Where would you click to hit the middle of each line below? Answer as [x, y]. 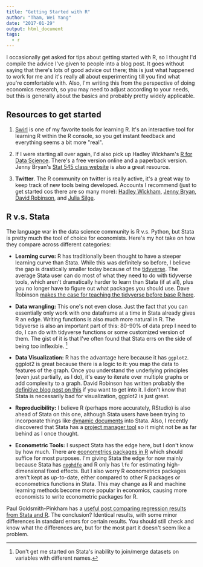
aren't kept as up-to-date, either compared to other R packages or [98, 477]
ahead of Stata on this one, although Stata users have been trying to [100, 415]
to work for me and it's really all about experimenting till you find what [93, 77]
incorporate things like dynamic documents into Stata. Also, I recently [101, 421]
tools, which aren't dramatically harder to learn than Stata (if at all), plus [104, 281]
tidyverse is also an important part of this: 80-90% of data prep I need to [106, 326]
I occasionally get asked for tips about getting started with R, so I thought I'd [101, 57]
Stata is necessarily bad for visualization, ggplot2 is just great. [92, 396]
